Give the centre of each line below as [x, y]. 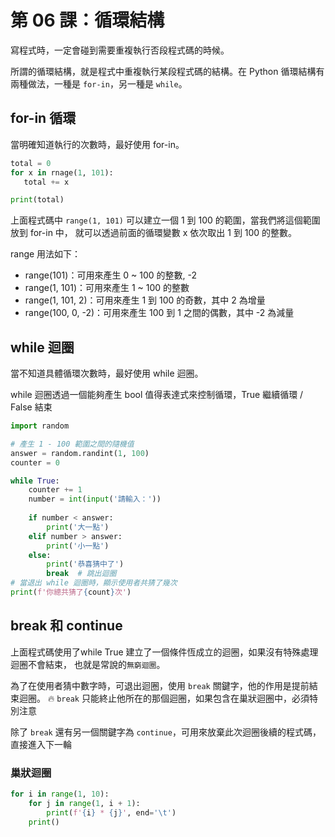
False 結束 [31, 407]
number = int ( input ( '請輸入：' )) [95, 499]
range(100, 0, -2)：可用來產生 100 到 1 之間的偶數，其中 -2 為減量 [159, 313]
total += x [46, 182]
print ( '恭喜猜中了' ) [85, 564]
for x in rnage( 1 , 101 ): [62, 172]
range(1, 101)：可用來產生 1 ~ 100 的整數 [107, 288]
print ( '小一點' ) [78, 546]
